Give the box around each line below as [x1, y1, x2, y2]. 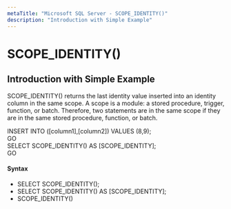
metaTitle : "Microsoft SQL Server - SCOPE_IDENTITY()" [7, 10, 168, 17]
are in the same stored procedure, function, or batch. [7, 113, 158, 122]
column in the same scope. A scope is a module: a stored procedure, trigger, [7, 99, 225, 107]
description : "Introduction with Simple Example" [7, 16, 153, 23]
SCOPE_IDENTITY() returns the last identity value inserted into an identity [7, 91, 216, 100]
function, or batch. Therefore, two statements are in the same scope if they [7, 106, 221, 114]
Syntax [7, 164, 28, 173]
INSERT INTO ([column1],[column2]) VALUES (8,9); [7, 126, 152, 135]
